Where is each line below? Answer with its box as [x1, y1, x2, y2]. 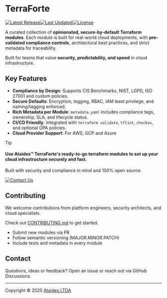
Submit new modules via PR [12, 229, 70, 235]
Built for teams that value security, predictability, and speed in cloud [5, 54, 148, 60]
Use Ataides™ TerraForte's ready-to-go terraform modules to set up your [5, 151, 158, 157]
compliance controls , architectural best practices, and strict [25, 39, 150, 45]
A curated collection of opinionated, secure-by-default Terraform [5, 29, 142, 35]
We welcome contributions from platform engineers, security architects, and [5, 205, 162, 211]
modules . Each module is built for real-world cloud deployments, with [5, 34, 148, 40]
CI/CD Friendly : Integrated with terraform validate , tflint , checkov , [12, 119, 154, 125]
